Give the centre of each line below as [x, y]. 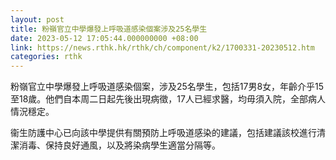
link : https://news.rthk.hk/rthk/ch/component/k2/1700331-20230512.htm [162, 47]
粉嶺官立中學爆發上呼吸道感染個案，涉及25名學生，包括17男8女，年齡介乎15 [167, 87]
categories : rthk [46, 57]
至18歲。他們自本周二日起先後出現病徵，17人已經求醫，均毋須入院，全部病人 [168, 99]
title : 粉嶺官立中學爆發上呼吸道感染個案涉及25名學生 [109, 29]
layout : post [37, 19]
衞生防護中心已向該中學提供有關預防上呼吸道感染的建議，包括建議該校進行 [163, 133]
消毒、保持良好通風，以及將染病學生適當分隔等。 [119, 145]
